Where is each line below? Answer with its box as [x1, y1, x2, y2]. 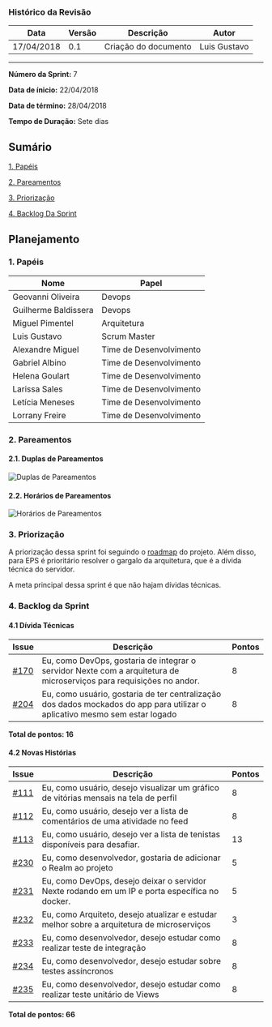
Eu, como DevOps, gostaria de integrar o [41, 655, 197, 666]
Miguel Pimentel [12, 317, 74, 328]
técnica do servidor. [8, 564, 75, 574]
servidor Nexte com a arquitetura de [41, 665, 180, 676]
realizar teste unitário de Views [41, 988, 159, 999]
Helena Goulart [12, 370, 70, 381]
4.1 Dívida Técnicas [8, 620, 74, 630]
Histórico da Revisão [8, 6, 91, 18]
